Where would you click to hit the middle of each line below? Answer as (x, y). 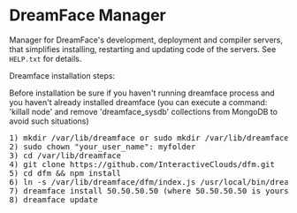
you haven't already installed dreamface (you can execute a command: (138, 102)
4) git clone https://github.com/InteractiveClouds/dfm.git (142, 164)
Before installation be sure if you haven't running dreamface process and (142, 93)
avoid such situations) (49, 121)
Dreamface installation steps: (62, 75)
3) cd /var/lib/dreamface (65, 155)
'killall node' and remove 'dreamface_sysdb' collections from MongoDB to (144, 111)
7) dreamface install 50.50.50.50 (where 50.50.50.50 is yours (149, 190)
